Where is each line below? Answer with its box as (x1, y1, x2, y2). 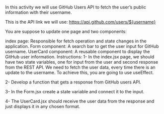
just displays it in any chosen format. (5, 104, 81, 109)
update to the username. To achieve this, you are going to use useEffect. (5, 70, 154, 76)
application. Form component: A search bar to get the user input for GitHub (5, 43, 159, 49)
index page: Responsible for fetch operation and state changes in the (5, 38, 147, 44)
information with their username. (5, 9, 72, 15)
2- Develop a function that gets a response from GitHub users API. (5, 79, 142, 85)
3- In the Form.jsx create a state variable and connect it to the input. (5, 89, 145, 94)
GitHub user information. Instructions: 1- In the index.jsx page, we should (5, 54, 155, 60)
